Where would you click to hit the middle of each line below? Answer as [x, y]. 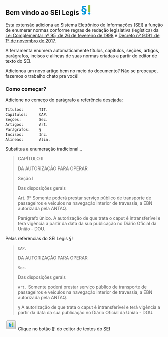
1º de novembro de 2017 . [31, 41]
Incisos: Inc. [27, 135]
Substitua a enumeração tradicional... [44, 149]
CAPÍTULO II [30, 159]
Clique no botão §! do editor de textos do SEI [64, 329]
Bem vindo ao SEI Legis [42, 13]
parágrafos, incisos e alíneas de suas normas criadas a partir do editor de [81, 56]
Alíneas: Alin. [28, 140]
